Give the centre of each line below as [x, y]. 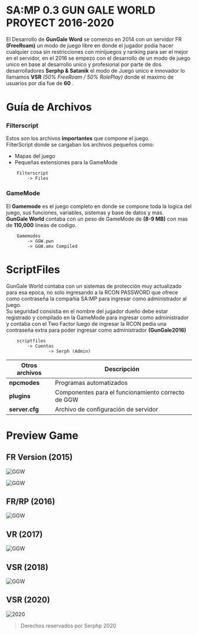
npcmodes [24, 383]
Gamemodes [29, 236]
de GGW [67, 400]
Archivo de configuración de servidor [107, 409]
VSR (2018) [27, 567]
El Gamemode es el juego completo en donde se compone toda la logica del [99, 206]
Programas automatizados [91, 383]
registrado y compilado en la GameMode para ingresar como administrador [98, 317]
